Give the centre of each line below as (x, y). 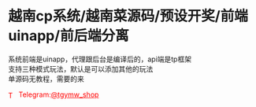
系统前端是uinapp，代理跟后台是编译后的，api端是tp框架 (100, 59)
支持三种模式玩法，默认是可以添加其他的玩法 (81, 68)
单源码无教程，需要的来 (46, 79)
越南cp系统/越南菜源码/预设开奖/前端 (128, 16)
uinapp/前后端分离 (69, 36)
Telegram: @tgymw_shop (59, 94)
